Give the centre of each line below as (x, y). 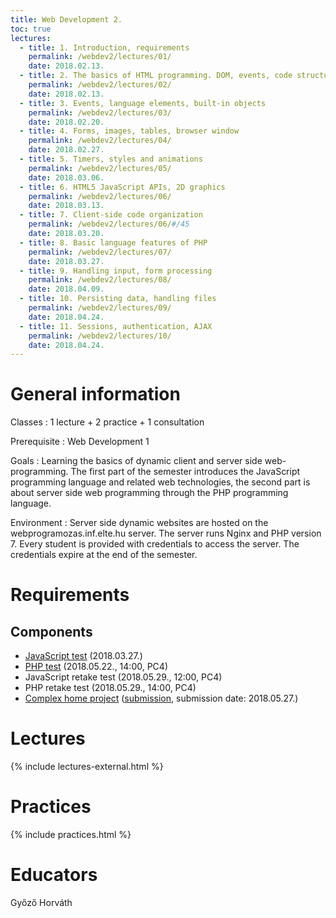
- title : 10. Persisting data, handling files (118, 299)
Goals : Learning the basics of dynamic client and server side (136, 461)
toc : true (31, 29)
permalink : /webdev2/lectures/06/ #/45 (109, 224)
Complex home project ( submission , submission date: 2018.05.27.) (161, 698)
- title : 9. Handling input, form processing (116, 271)
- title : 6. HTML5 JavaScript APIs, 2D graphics (122, 187)
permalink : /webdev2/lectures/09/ (100, 308)
